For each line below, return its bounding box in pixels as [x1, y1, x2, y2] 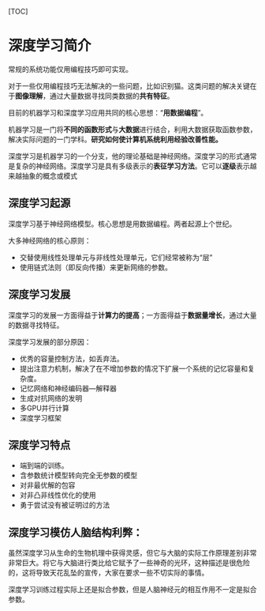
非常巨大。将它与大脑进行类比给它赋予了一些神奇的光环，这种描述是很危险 [8, 558, 250, 568]
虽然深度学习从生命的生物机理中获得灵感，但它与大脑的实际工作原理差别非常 [8, 549, 257, 558]
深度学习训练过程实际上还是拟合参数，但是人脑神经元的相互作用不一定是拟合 [8, 585, 257, 594]
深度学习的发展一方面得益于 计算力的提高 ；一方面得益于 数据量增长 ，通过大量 [8, 310, 257, 319]
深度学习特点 [8, 438, 71, 451]
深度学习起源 [8, 197, 71, 210]
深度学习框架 [19, 413, 62, 422]
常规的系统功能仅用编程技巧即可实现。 [8, 64, 132, 74]
